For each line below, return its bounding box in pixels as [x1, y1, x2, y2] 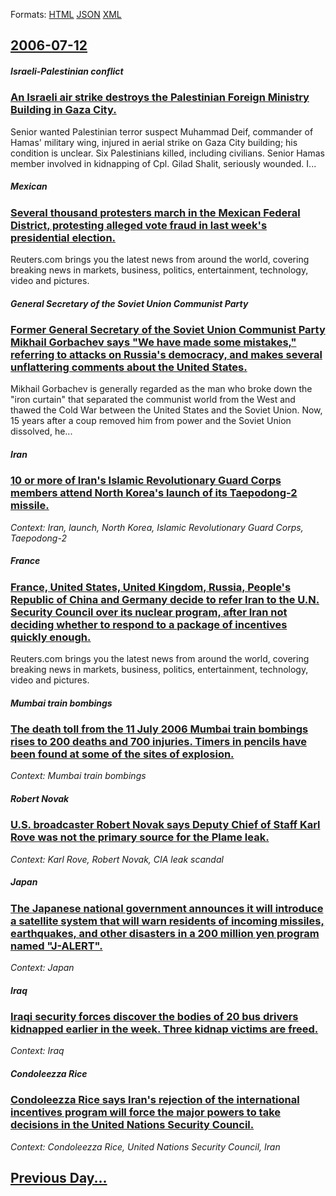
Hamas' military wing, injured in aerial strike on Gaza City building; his [10, 136, 298, 148]
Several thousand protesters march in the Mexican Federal [10, 205, 301, 219]
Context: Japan [10, 962, 75, 974]
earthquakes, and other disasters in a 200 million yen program [10, 926, 320, 940]
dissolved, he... [10, 425, 73, 438]
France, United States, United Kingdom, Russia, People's [10, 580, 292, 594]
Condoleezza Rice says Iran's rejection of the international [10, 1093, 300, 1107]
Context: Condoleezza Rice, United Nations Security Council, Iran [10, 1140, 281, 1153]
